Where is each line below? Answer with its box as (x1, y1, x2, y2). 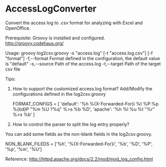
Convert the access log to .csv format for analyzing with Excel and (5, 20, 143, 26)
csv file (5, 66, 21, 72)
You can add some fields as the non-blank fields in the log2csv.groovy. (5, 131, 152, 137)
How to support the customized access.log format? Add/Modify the (12, 85, 152, 91)
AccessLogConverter (5, 3, 97, 15)
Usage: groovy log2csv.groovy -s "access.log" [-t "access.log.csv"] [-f (5, 50, 153, 56)
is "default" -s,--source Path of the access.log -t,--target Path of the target (5, 61, 161, 67)
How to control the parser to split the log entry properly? (12, 121, 130, 127)
